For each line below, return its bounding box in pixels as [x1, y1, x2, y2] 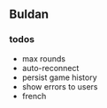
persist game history [21, 72, 97, 83]
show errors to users [21, 81, 98, 91]
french [21, 90, 47, 101]
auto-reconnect [21, 62, 80, 73]
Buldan [9, 7, 50, 22]
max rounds [21, 53, 66, 64]
